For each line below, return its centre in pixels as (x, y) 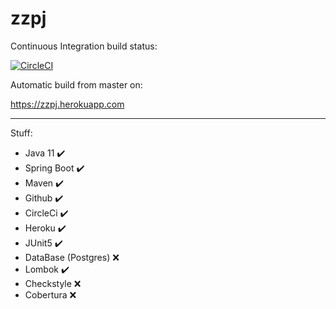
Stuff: (21, 133)
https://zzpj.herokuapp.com (67, 104)
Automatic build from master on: (76, 84)
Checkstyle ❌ (53, 283)
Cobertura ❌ (50, 294)
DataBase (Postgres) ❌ (72, 257)
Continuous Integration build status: (84, 46)
